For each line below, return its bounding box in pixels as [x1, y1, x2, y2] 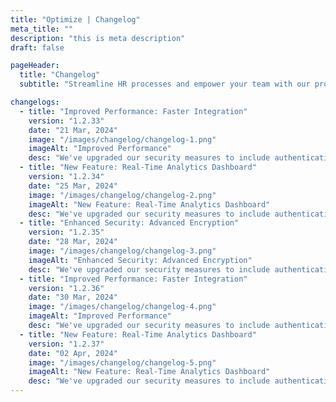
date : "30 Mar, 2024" [28, 292, 118, 303]
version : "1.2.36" [28, 283, 105, 293]
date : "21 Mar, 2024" [28, 125, 118, 135]
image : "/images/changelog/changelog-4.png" [28, 302, 217, 312]
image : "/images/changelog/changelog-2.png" [28, 190, 217, 200]
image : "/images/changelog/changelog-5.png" [28, 357, 217, 368]
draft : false [10, 42, 65, 53]
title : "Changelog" [19, 70, 101, 80]
